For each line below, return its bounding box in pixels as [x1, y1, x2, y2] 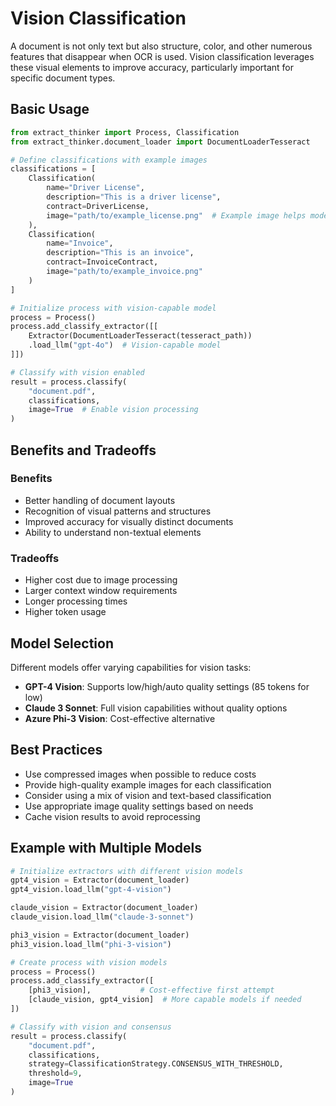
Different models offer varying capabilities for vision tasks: [10, 661, 252, 673]
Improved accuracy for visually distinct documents [24, 515, 234, 527]
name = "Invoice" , [46, 238, 114, 249]
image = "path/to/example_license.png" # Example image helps [46, 210, 307, 221]
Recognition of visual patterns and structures [24, 505, 212, 517]
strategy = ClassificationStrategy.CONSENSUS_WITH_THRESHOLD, [28, 1059, 284, 1069]
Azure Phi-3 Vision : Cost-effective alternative [24, 712, 216, 724]
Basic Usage [10, 101, 90, 118]
